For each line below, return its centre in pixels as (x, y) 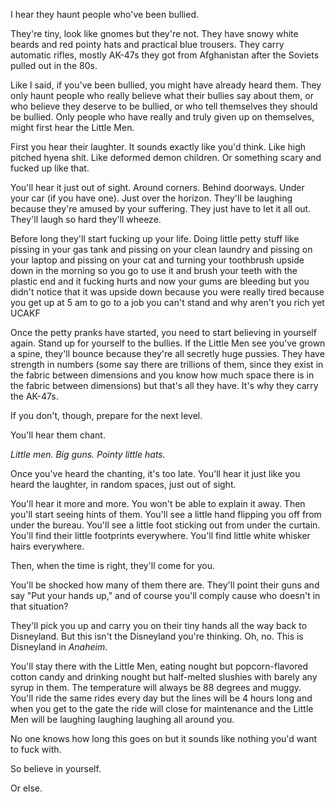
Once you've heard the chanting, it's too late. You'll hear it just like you (155, 473)
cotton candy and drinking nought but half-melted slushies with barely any (164, 677)
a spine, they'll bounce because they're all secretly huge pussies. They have (167, 353)
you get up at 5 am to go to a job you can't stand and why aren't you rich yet (167, 302)
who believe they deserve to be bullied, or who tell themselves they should (164, 106)
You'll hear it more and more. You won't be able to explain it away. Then (158, 503)
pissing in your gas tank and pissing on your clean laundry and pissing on (161, 249)
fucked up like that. (50, 168)
